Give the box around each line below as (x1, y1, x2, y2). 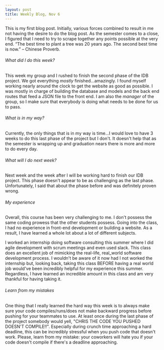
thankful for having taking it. (5, 276, 62, 282)
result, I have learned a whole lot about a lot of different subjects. (5, 230, 137, 236)
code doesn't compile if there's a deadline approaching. (5, 339, 118, 345)
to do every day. (5, 146, 38, 152)
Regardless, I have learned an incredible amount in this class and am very (5, 271, 154, 277)
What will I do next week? (5, 157, 57, 163)
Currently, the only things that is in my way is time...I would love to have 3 (5, 130, 153, 136)
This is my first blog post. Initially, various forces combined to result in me (5, 25, 154, 31)
